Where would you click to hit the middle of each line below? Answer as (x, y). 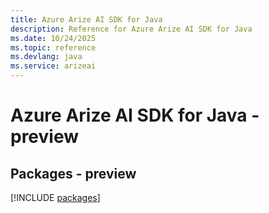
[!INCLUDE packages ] (55, 197)
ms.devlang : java (46, 57)
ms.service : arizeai (53, 66)
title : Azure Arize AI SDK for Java (86, 19)
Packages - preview (73, 173)
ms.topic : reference (53, 47)
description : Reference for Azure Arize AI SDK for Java (131, 29)
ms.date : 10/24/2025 (53, 38)
